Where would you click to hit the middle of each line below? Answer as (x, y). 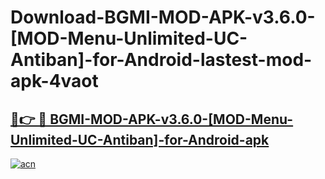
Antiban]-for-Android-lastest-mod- (161, 60)
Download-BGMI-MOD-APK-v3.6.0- (163, 17)
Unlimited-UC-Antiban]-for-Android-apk (140, 139)
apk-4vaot (54, 81)
